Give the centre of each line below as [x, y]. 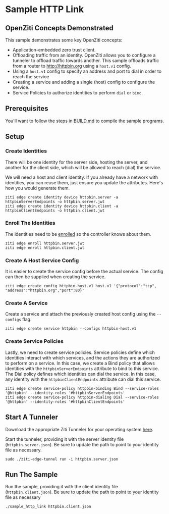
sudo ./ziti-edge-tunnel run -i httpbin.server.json [62, 459]
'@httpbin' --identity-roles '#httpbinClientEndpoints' [65, 402]
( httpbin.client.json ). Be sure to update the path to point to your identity [82, 492]
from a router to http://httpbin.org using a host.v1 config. [72, 66]
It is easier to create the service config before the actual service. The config [84, 272]
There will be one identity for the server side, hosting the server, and [76, 162]
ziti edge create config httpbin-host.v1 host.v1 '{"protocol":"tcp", [81, 286]
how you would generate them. [37, 188]
